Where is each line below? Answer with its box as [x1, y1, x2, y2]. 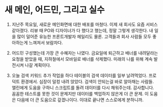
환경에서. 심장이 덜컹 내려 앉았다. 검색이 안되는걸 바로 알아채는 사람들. [21, 78, 154, 84]
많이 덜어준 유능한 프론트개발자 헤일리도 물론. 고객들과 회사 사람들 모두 [17, 34, 152, 39]
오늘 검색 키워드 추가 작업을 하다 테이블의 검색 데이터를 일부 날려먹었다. [11, 72, 148, 78]
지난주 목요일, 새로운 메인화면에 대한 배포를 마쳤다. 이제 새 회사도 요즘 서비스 [11, 21, 158, 27]
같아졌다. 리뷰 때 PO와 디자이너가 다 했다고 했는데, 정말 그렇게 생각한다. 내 [11, 27, 154, 33]
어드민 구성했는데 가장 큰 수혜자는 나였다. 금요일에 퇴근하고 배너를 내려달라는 [11, 50, 159, 56]
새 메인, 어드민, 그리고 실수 [4, 4, 105, 16]
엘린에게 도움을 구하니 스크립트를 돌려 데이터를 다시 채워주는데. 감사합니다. [11, 85, 155, 90]
